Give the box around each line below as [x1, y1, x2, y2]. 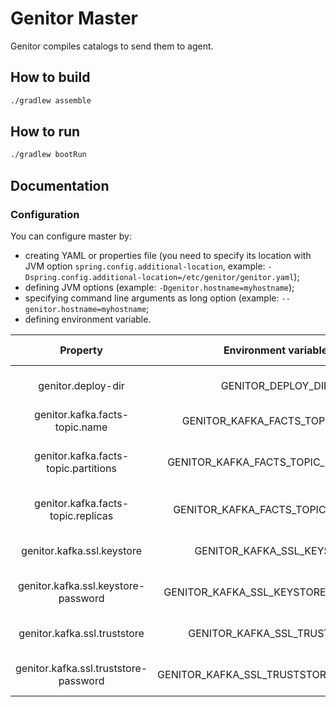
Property [59, 343, 103, 357]
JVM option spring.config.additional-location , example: [24, 260, 266, 272]
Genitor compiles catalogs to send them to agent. [10, 40, 214, 52]
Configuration [10, 207, 80, 221]
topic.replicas [49, 509, 114, 522]
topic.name [54, 420, 108, 434]
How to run [10, 123, 81, 141]
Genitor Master [10, 7, 138, 30]
